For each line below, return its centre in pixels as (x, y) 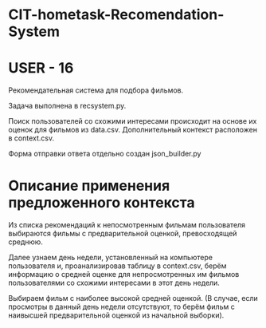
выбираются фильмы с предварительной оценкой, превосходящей (123, 234)
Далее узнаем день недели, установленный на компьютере (111, 258)
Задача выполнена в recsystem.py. (67, 106)
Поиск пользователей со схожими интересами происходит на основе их (133, 121)
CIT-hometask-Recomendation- (116, 15)
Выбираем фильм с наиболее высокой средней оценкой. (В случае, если (133, 298)
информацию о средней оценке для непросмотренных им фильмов (124, 275)
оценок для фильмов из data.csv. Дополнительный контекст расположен (133, 130)
